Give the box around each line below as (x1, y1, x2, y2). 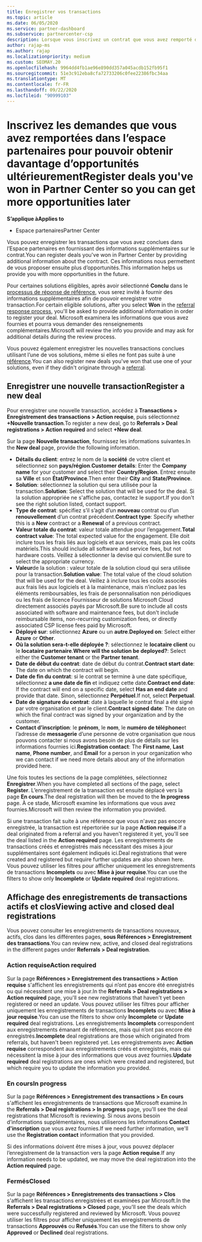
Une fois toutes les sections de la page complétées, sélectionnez (7, 774, 167, 781)
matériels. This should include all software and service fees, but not (15, 545, 182, 552)
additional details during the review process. (7, 333, 116, 340)
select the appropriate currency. (15, 557, 95, 565)
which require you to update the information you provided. (7, 1064, 151, 1071)
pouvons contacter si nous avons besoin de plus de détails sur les (15, 736, 179, 744)
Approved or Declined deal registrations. (7, 1229, 109, 1236)
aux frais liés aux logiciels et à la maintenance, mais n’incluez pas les (15, 583, 186, 590)
